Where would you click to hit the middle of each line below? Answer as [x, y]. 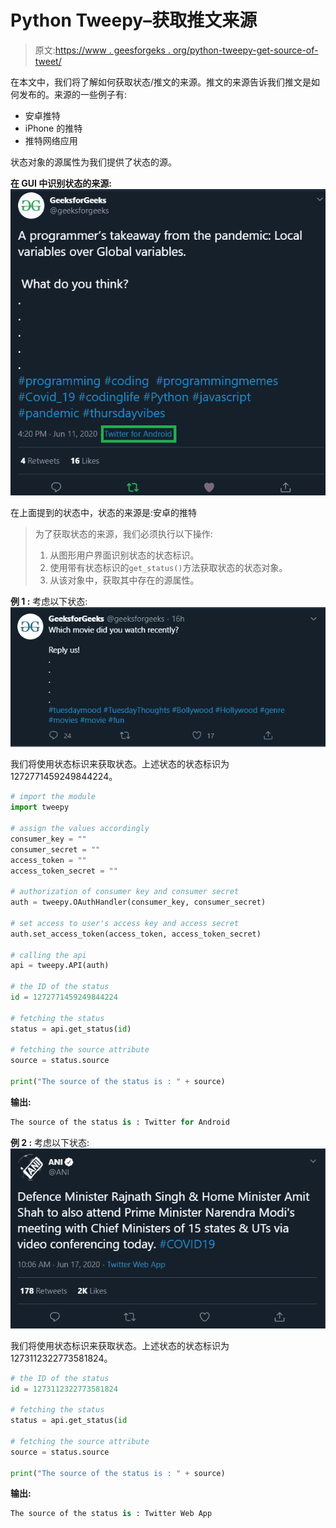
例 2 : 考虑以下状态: [50, 1142]
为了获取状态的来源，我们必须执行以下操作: [123, 534]
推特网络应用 [51, 140]
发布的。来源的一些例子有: [73, 94]
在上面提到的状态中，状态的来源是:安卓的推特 [104, 513]
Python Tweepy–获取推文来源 [134, 20]
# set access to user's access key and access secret [125, 923]
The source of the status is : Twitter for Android [120, 1122]
